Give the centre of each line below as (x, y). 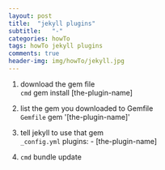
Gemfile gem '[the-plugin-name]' (75, 117)
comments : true (34, 53)
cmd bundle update (51, 157)
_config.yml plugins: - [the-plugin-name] (89, 141)
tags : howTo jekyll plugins (56, 46)
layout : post (30, 16)
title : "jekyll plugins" (52, 23)
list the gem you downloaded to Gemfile (87, 108)
